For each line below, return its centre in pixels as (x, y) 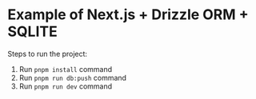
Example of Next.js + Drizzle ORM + (128, 15)
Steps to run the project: (48, 53)
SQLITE (32, 32)
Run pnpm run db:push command (73, 77)
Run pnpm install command (66, 69)
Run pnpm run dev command (66, 86)
